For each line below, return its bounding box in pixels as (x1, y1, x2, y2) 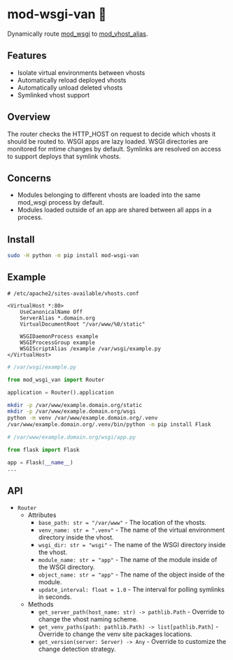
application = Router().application (7, 389, 114, 396)
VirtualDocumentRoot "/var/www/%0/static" (20, 320, 146, 328)
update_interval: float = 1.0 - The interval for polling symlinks (38, 585, 225, 594)
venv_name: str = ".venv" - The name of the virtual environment (38, 525, 225, 535)
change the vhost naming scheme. (38, 615, 139, 624)
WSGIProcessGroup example (20, 339, 96, 346)
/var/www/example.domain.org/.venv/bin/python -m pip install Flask (7, 421, 211, 428)
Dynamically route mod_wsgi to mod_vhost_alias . (7, 29, 148, 38)
